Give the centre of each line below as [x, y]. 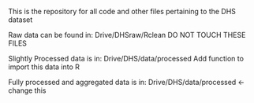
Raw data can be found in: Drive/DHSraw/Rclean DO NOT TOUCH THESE [127, 35]
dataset [21, 20]
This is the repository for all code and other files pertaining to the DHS [122, 11]
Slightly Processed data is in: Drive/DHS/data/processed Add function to [126, 59]
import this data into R [44, 67]
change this [27, 90]
